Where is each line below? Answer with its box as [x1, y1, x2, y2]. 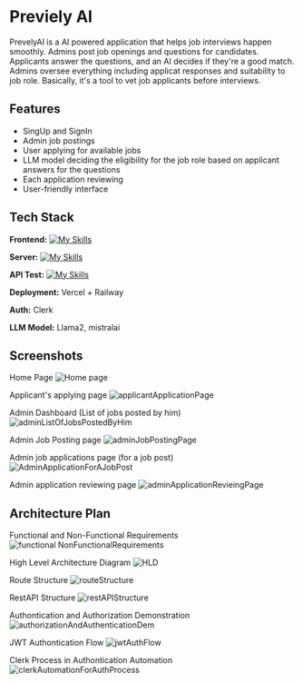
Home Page [9, 372, 54, 383]
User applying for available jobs [22, 144, 142, 155]
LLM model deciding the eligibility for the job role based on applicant [22, 154, 279, 165]
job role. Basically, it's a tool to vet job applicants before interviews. [9, 74, 261, 85]
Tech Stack [9, 210, 74, 225]
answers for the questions [22, 163, 121, 174]
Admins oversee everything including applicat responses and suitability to [9, 65, 286, 76]
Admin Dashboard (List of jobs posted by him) [9, 407, 181, 419]
